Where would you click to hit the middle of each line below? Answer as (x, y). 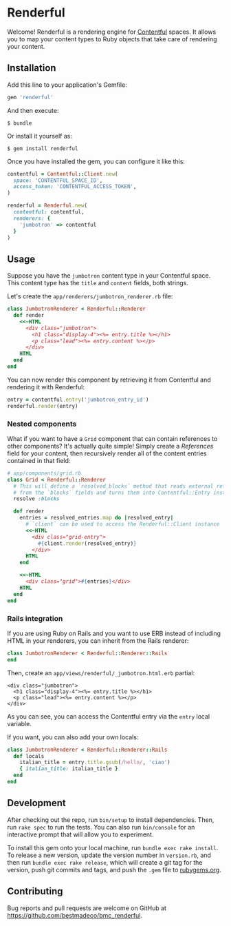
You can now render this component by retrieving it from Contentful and (109, 380)
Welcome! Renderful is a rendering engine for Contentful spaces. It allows (112, 32)
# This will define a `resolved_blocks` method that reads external (113, 486)
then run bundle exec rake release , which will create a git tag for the (105, 862)
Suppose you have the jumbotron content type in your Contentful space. (109, 276)
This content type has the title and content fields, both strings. (98, 283)
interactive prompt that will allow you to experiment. (80, 834)
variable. (20, 723)
